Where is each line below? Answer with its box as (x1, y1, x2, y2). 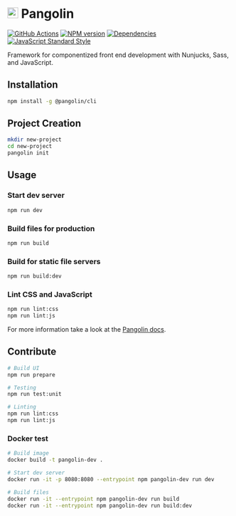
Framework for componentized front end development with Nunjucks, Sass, (7, 51, 229, 59)
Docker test (7, 433, 48, 443)
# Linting (7, 404, 37, 411)
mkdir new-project (7, 136, 62, 144)
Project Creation (7, 117, 82, 130)
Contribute (7, 346, 57, 358)
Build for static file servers (7, 256, 101, 266)
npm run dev (7, 206, 43, 214)
